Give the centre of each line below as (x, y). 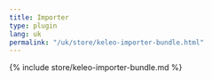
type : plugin (33, 26)
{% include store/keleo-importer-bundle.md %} (96, 68)
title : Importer (39, 17)
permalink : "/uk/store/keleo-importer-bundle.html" (106, 42)
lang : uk (25, 34)
